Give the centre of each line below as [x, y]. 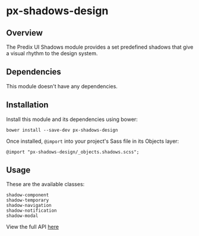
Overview [25, 33]
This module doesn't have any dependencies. [62, 86]
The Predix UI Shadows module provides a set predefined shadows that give [100, 47]
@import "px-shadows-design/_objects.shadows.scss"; [73, 152]
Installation [27, 105]
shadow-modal [22, 216]
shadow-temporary [28, 200]
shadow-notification [32, 211]
